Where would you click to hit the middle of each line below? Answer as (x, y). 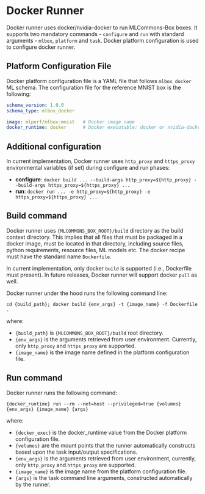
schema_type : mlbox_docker (41, 111)
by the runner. (33, 484)
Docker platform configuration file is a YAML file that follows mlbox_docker (99, 81)
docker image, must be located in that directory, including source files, (95, 243)
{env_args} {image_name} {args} (47, 409)
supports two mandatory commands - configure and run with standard (95, 34)
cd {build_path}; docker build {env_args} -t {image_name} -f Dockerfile (102, 304)
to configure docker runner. (41, 47)
